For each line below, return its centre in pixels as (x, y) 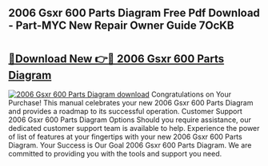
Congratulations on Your (191, 94)
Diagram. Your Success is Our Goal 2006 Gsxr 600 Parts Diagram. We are (130, 145)
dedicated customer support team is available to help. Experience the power (134, 128)
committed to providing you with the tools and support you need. (115, 154)
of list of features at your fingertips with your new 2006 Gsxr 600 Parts (125, 136)
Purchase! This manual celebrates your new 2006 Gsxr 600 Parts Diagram (131, 103)
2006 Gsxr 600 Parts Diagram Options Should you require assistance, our (130, 120)
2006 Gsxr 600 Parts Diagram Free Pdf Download (134, 13)
